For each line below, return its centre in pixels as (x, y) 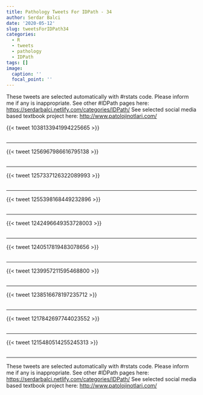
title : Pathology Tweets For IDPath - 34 (59, 12)
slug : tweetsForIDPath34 (37, 29)
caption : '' (27, 74)
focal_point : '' (32, 79)
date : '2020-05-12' (31, 23)
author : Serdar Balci (34, 18)
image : (14, 68)
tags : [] (17, 62)
